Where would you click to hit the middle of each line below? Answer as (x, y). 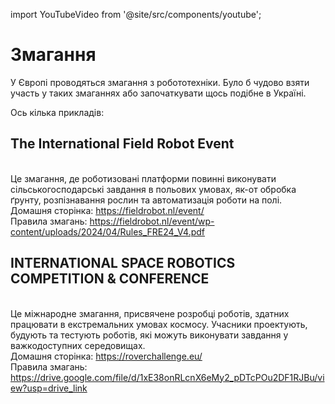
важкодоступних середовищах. (78, 345)
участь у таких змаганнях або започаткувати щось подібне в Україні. (158, 93)
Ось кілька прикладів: (57, 112)
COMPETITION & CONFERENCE (110, 279)
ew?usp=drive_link (49, 388)
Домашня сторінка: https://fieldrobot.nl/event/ (107, 210)
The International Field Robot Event (122, 144)
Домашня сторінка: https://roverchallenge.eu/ (106, 356)
